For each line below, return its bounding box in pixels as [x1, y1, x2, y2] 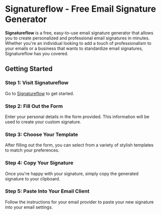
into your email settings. [5, 204, 53, 210]
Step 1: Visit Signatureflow [5, 79, 69, 86]
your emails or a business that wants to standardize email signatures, [5, 45, 143, 51]
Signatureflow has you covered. [5, 50, 69, 57]
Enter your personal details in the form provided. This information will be [5, 114, 149, 119]
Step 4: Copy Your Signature [5, 159, 74, 166]
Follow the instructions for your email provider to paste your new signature [5, 199, 154, 205]
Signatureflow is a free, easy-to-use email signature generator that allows [5, 30, 154, 36]
